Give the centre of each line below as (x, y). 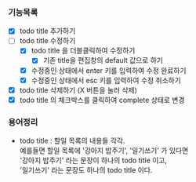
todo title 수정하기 (47, 41)
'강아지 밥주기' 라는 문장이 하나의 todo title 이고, (93, 160)
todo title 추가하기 (47, 31)
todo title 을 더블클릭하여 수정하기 (83, 51)
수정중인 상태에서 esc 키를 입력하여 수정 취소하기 (106, 80)
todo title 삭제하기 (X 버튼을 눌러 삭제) (78, 90)
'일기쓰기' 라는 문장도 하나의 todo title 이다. (86, 170)
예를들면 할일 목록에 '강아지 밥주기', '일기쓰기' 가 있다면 (104, 151)
